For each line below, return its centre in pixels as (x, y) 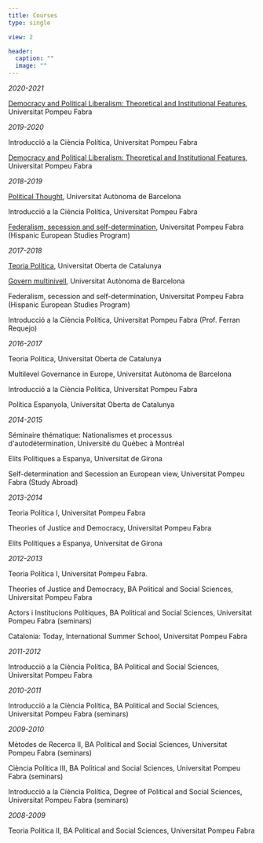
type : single (29, 23)
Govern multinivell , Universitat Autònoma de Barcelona (97, 281)
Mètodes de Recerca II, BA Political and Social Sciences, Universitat (118, 744)
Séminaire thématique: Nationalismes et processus (90, 435)
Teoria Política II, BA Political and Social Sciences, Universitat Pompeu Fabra (131, 830)
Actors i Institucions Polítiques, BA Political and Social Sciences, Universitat (130, 612)
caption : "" (35, 59)
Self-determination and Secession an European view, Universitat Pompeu (126, 474)
